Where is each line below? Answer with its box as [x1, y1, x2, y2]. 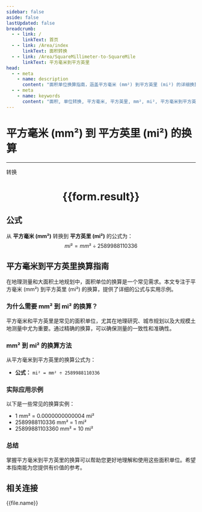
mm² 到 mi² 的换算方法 [6, 341, 72, 350]
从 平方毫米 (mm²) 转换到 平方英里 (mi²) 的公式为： [6, 232, 133, 239]
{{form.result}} [62, 189, 140, 203]
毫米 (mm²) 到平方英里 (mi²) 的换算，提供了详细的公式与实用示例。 [11, 286, 177, 293]
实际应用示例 [6, 385, 44, 394]
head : [6, 65, 20, 71]
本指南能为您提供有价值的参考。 [6, 464, 85, 471]
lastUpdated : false [6, 20, 55, 26]
